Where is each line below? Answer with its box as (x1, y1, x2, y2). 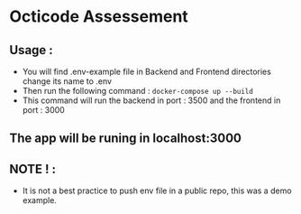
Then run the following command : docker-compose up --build (22, 86, 254, 96)
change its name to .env (22, 76, 113, 87)
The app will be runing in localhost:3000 (9, 131, 242, 146)
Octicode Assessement (9, 6, 189, 27)
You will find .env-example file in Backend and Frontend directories (22, 66, 272, 77)
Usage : (9, 42, 54, 58)
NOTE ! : (9, 161, 57, 177)
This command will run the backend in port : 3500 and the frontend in (22, 95, 281, 106)
